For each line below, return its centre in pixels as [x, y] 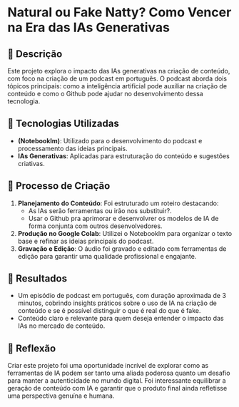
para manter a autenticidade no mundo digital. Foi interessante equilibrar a [117, 381]
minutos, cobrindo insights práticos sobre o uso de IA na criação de [117, 303]
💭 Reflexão [32, 348]
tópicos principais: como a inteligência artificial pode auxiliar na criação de [117, 86]
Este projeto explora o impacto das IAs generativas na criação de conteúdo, [119, 71]
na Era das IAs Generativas [88, 27]
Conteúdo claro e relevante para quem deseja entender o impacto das [121, 319]
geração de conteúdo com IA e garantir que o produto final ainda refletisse [117, 388]
